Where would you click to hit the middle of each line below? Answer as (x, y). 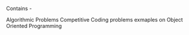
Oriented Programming (34, 26)
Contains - (19, 8)
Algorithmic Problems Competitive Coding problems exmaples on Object (94, 20)
